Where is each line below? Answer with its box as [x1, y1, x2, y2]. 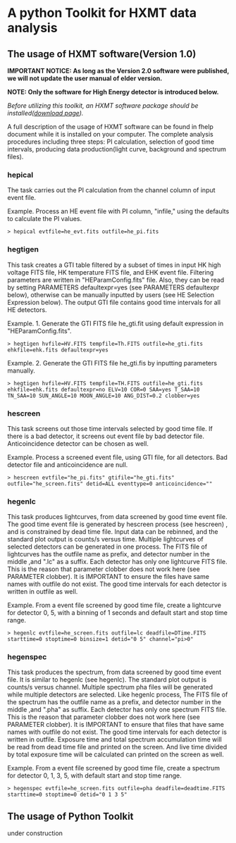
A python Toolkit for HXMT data [7, 5, 197, 21]
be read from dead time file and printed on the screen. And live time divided [7, 743, 228, 751]
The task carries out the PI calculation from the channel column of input [7, 186, 216, 194]
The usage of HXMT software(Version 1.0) [7, 48, 197, 60]
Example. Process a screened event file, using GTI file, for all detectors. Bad [7, 453, 228, 461]
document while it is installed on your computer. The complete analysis [7, 130, 213, 138]
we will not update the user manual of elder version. [7, 74, 163, 82]
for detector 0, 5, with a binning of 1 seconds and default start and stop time [7, 608, 228, 617]
